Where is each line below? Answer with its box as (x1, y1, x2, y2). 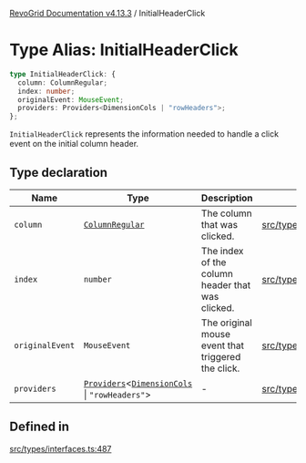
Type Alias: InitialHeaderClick (9, 40, 239, 60)
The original (200, 316, 252, 329)
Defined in (9, 419, 70, 435)
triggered (200, 351, 241, 363)
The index (200, 245, 244, 257)
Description (200, 191, 253, 204)
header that (200, 279, 251, 291)
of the (200, 256, 227, 268)
